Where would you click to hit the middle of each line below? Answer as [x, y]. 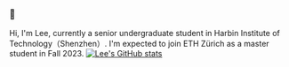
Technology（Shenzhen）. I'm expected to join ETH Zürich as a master [139, 44]
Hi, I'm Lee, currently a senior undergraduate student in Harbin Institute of [144, 33]
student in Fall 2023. [47, 54]
